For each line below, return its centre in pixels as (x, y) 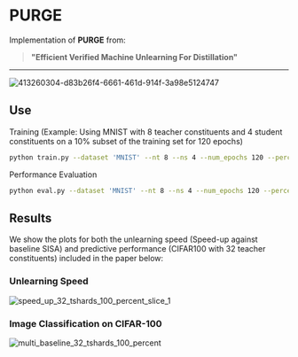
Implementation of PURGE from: (67, 40)
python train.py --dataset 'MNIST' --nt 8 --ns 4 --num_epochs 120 (137, 157)
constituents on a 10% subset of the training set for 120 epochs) (126, 141)
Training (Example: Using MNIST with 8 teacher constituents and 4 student (146, 132)
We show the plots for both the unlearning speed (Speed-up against (134, 239)
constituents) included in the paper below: (86, 259)
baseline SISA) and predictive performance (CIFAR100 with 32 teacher (137, 249)
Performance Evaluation (53, 175)
